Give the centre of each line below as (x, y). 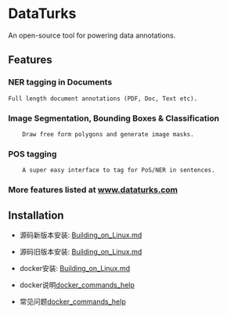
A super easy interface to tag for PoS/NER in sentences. (119, 170)
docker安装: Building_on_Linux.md (75, 268)
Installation (36, 215)
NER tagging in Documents (60, 82)
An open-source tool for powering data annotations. (92, 35)
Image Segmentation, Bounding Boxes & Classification (114, 118)
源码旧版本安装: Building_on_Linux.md (81, 251)
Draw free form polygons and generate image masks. (108, 134)
